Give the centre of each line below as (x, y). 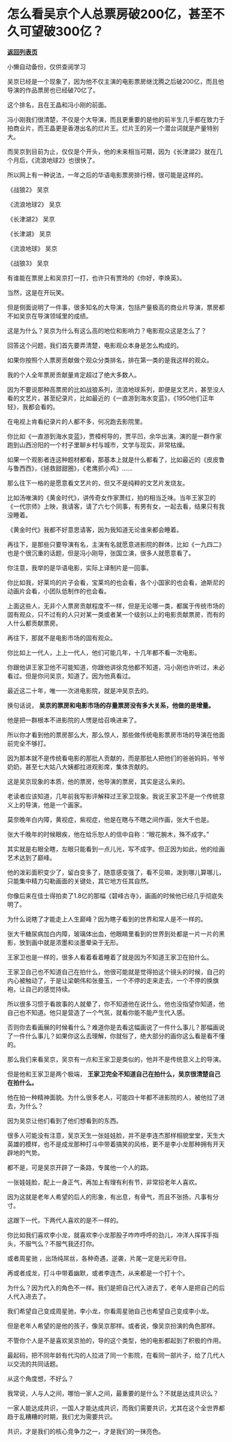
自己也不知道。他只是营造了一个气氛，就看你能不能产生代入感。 (98, 1012)
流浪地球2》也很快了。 (66, 160)
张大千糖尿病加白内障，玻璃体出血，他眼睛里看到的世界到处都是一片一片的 (113, 934)
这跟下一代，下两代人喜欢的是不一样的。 (65, 1220)
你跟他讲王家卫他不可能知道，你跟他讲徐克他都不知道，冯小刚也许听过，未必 (116, 667)
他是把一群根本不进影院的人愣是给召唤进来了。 (74, 720)
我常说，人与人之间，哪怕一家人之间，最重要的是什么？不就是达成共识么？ (113, 1393)
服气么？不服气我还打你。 (61, 1243)
